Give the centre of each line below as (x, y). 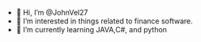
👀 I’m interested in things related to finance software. (104, 21)
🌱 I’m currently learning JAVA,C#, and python (92, 29)
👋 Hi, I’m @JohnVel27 (52, 13)
